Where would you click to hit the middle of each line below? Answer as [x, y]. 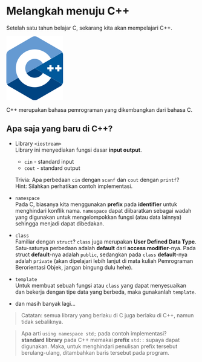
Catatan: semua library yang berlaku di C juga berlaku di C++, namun [107, 315]
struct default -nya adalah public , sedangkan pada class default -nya [101, 254]
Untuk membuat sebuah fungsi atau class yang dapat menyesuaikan [100, 285]
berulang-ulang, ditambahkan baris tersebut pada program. [95, 352]
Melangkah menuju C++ [68, 11]
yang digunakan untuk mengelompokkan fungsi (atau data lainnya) [98, 217]
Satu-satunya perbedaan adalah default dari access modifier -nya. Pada [105, 248]
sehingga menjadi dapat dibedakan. [60, 223]
